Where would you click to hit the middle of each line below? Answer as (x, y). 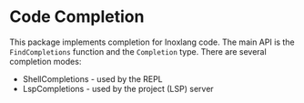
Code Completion (77, 17)
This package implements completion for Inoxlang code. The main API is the (152, 42)
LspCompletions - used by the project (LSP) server (118, 88)
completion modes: (46, 61)
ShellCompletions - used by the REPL (93, 78)
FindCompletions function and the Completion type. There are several (138, 51)
